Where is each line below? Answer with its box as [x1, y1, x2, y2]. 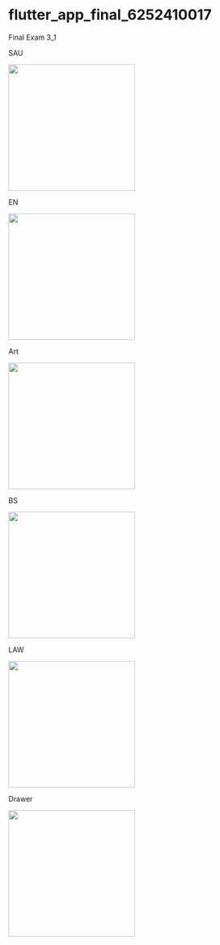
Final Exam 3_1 [8, 32, 57, 42]
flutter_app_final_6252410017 [8, 6, 212, 24]
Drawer [8, 794, 33, 803]
